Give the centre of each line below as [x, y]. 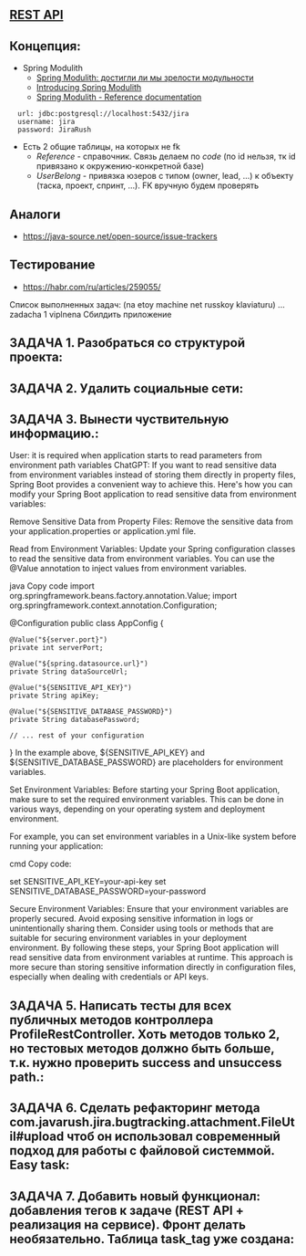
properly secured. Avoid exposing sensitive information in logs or [131, 919]
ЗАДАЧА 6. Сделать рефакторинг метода [135, 1108]
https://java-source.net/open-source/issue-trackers [120, 236]
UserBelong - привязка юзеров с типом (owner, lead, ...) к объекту [165, 176]
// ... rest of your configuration [77, 736]
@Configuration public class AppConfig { [87, 623]
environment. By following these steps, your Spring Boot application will [144, 947]
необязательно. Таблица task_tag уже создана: [152, 1239]
